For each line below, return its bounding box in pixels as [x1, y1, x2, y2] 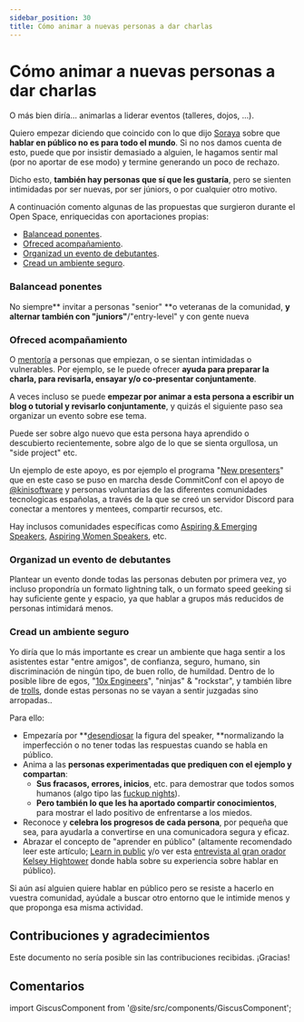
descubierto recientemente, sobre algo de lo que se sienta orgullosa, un [9, 438, 279, 449]
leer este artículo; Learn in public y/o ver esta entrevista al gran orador [22, 846, 287, 857]
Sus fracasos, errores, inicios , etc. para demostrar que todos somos [35, 778, 295, 789]
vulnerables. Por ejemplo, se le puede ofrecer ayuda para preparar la [9, 364, 270, 375]
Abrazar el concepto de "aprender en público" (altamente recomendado [22, 836, 292, 847]
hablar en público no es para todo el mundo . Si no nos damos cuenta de [9, 137, 282, 148]
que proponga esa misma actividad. [9, 901, 143, 913]
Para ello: [9, 712, 45, 723]
